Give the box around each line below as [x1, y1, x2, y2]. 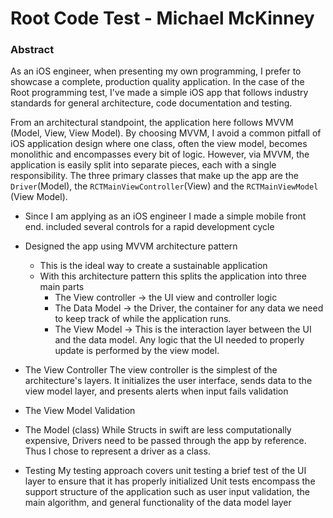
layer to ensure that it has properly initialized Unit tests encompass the [24, 475, 316, 487]
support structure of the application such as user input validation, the [24, 486, 310, 498]
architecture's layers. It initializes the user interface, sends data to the [24, 375, 313, 387]
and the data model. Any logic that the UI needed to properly [54, 334, 305, 346]
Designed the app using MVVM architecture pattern [24, 240, 238, 252]
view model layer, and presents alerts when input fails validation [24, 385, 289, 397]
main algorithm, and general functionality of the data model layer [24, 497, 292, 509]
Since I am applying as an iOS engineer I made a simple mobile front [24, 210, 307, 222]
